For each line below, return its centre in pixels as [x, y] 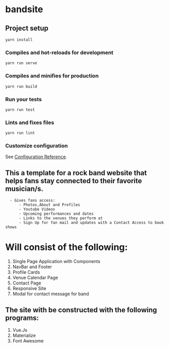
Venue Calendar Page [35, 278]
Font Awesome [28, 341]
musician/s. [24, 188]
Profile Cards [26, 272]
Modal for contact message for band [51, 294]
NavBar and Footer [32, 267]
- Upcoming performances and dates [56, 214]
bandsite [24, 9]
